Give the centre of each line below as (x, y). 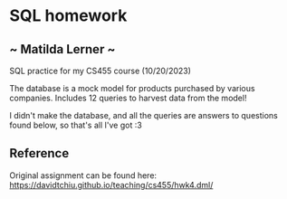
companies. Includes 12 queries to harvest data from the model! (128, 98)
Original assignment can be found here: (83, 175)
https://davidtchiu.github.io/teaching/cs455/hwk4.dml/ (111, 185)
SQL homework (68, 16)
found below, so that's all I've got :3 (76, 125)
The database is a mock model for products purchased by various (132, 88)
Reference (39, 153)
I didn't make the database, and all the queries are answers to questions (143, 115)
